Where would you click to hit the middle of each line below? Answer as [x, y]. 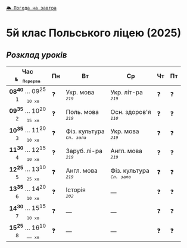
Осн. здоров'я [131, 112]
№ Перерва [27, 80]
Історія [76, 190]
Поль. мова [82, 112]
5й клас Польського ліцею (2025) [94, 33]
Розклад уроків [37, 55]
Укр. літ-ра [127, 93]
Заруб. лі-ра [84, 151]
